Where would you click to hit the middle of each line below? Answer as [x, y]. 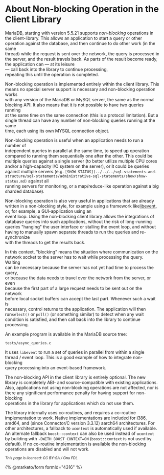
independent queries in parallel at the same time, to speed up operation [77, 151]
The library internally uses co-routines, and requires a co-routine [70, 412]
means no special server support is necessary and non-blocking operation [80, 89]
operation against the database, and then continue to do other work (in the [80, 43]
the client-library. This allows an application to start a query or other [74, 38]
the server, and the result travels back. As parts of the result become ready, [81, 59]
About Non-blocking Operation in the [82, 9]
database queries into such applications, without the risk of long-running [79, 222]
